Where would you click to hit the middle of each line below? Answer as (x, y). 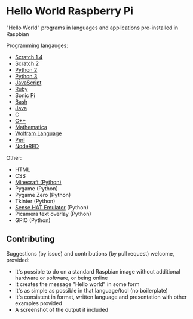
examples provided (39, 303)
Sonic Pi (25, 95)
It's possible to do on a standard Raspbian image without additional (97, 271)
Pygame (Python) (36, 188)
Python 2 (26, 69)
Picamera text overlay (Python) (53, 214)
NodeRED (27, 146)
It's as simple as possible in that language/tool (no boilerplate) (91, 290)
